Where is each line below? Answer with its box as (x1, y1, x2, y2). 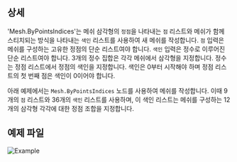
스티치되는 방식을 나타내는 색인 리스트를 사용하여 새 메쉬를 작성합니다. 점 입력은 (7, 36, 225, 44)
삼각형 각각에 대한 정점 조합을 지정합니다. (20, 104, 135, 112)
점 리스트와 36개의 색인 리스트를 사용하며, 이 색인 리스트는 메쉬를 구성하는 (20, 95, 222, 104)
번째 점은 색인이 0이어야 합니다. (28, 71, 116, 80)
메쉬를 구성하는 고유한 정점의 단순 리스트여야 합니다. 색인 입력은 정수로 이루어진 (7, 45, 226, 53)
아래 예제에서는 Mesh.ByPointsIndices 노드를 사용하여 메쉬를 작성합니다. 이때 (7, 86, 222, 94)
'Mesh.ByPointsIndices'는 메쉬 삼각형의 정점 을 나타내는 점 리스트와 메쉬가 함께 (7, 27, 225, 36)
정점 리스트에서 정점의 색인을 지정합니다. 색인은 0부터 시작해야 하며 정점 (14, 63, 214, 71)
